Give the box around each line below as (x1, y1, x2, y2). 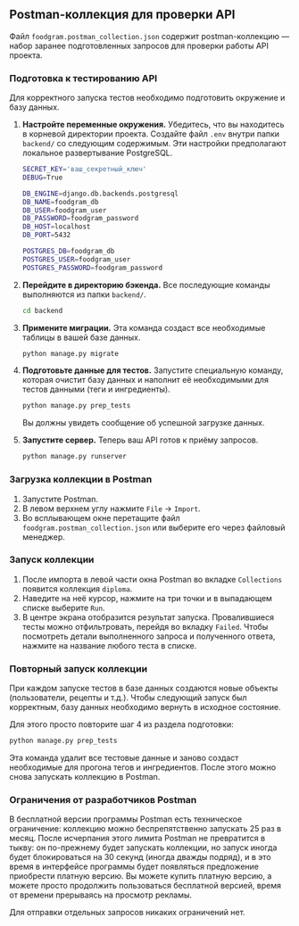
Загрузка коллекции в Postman (9, 473, 153, 485)
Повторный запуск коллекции (9, 662, 148, 674)
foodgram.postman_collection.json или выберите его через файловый (21, 522, 286, 533)
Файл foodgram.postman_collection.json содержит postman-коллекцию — (9, 30, 290, 41)
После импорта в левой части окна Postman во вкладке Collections (21, 574, 283, 584)
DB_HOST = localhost (21, 222, 91, 231)
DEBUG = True (21, 173, 63, 182)
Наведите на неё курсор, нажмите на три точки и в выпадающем (21, 592, 272, 603)
